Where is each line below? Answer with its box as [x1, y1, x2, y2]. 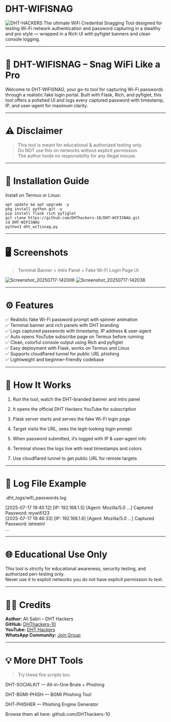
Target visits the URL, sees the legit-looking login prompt [12, 426, 132, 432]
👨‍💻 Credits [5, 599, 51, 611]
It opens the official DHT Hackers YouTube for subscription [12, 406, 136, 412]
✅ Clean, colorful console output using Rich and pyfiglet [5, 339, 123, 345]
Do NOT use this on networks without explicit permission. [17, 147, 138, 153]
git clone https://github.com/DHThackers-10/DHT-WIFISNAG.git [5, 215, 140, 220]
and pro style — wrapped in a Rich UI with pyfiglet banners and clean [5, 31, 151, 37]
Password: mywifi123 [5, 509, 50, 516]
